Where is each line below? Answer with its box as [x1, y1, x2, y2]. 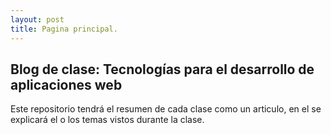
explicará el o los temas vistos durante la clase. [10, 114, 205, 126]
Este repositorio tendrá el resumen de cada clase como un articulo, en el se [10, 103, 322, 115]
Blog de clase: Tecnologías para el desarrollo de [10, 61, 315, 78]
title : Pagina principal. [10, 24, 118, 34]
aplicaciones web [10, 76, 123, 93]
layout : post [10, 14, 65, 25]
